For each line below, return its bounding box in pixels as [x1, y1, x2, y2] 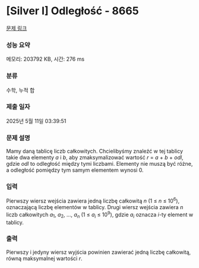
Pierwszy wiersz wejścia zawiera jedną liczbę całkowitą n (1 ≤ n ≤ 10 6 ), [6, 196, 180, 204]
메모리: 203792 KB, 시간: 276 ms [6, 55, 85, 63]
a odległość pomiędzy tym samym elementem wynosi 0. [6, 166, 144, 174]
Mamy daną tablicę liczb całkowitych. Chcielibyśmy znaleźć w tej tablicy [6, 147, 183, 155]
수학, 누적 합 [6, 86, 35, 93]
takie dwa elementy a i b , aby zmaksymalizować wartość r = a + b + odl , [6, 154, 184, 161]
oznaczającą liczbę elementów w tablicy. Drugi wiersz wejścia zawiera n [6, 204, 184, 211]
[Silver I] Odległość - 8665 [6, 4, 139, 18]
